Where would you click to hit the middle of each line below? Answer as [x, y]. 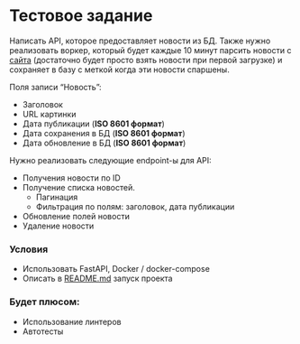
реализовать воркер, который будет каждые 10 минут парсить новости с [150, 50]
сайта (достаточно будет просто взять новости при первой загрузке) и [146, 60]
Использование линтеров [72, 321]
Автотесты [43, 331]
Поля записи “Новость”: [55, 87]
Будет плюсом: [45, 302]
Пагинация [57, 197]
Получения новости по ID [72, 178]
